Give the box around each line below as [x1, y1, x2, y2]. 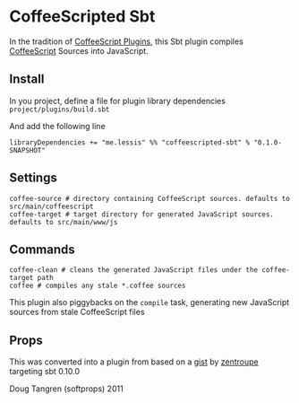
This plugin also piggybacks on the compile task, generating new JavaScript [9, 297, 290, 308]
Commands [9, 241, 76, 257]
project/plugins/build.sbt [9, 105, 110, 114]
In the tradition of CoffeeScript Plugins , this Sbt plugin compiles [9, 36, 243, 47]
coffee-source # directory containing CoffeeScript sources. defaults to [9, 194, 291, 203]
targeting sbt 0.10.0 [9, 366, 81, 377]
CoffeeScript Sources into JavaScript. [9, 45, 149, 56]
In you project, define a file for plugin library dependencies [9, 95, 226, 106]
